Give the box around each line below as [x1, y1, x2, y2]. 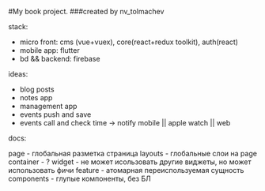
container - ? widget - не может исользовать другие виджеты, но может [8, 157, 252, 167]
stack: [8, 22, 28, 31]
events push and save [19, 110, 92, 119]
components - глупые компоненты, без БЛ [8, 174, 152, 183]
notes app [19, 93, 53, 102]
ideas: [8, 69, 28, 78]
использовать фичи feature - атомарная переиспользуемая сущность [8, 166, 244, 174]
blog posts [19, 84, 55, 94]
